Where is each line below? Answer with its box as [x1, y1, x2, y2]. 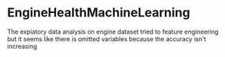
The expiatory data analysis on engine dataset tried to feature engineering [7, 27, 219, 36]
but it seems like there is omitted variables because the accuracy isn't [7, 34, 206, 43]
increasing [7, 42, 37, 50]
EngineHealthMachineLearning [7, 5, 190, 21]
